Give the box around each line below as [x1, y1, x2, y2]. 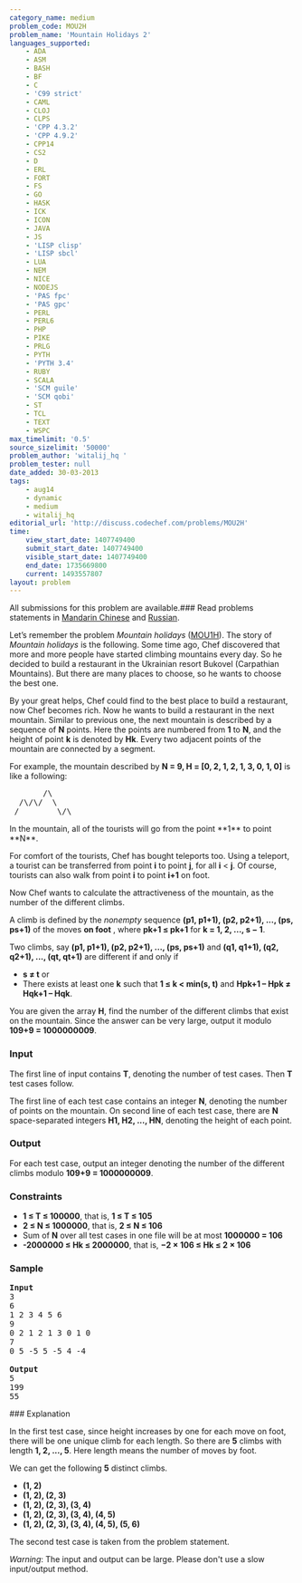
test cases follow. [9, 1077, 74, 1088]
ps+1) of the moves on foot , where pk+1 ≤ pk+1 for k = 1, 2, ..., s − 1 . [9, 924, 266, 935]
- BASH [25, 64, 51, 73]
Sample [9, 1262, 43, 1275]
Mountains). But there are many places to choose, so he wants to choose [9, 668, 282, 680]
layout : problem [9, 577, 71, 587]
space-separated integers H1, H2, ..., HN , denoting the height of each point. [9, 1115, 292, 1125]
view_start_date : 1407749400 [25, 536, 136, 545]
